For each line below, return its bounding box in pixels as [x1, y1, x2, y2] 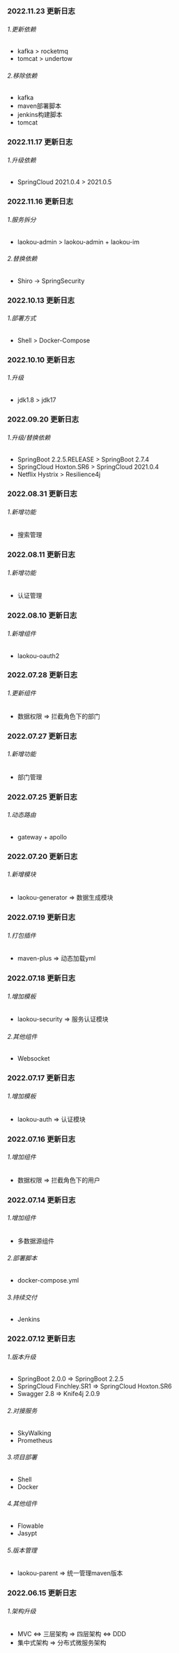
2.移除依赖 [7, 71, 38, 80]
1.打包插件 [7, 931, 36, 940]
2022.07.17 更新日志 [7, 1073, 75, 1083]
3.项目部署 [7, 1453, 38, 1461]
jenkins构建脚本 [17, 111, 63, 119]
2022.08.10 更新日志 [7, 611, 77, 620]
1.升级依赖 [7, 155, 36, 164]
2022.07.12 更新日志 [7, 1334, 75, 1344]
